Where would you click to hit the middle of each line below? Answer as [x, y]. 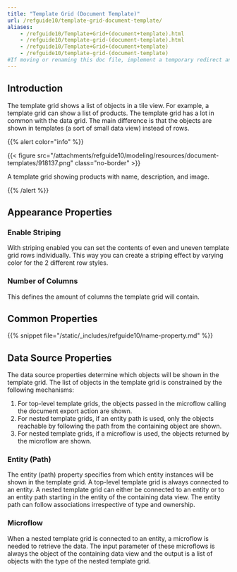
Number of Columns [43, 281]
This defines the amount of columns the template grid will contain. [103, 297]
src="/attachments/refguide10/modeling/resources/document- [128, 155]
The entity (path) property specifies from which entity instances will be [110, 475]
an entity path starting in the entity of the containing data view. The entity [114, 497]
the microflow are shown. [54, 441]
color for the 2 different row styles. [58, 263]
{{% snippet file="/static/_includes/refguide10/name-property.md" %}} [110, 335]
